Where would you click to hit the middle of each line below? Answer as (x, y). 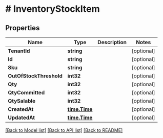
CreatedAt (21, 109)
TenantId (19, 51)
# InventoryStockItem (53, 9)
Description (112, 42)
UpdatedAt (21, 117)
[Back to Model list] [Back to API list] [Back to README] (64, 130)
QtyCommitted (26, 93)
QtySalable (22, 101)
